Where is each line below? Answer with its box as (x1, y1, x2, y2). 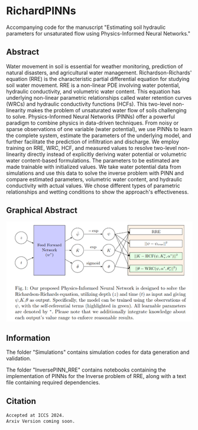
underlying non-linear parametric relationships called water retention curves (6, 94, 192, 101)
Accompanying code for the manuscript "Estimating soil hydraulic (6, 24, 166, 31)
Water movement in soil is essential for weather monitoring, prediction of (6, 63, 183, 70)
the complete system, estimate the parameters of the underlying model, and (6, 132, 191, 139)
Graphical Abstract (6, 206, 78, 216)
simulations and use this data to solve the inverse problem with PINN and (6, 170, 184, 177)
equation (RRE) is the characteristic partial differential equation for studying (6, 75, 190, 82)
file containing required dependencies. (6, 379, 100, 386)
